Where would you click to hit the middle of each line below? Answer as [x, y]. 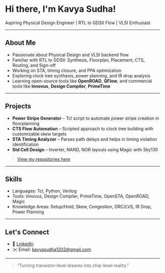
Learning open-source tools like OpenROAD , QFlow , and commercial [82, 81]
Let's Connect [27, 232]
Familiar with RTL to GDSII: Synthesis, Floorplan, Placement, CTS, [78, 60]
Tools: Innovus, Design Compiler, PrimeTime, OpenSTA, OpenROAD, [81, 196]
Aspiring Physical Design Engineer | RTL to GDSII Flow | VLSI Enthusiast [78, 23]
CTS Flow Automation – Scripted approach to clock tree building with [83, 129]
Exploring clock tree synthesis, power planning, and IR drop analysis [81, 75]
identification [26, 144]
